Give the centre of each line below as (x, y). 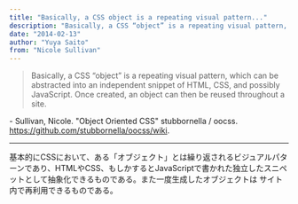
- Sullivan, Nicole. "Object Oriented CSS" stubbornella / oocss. (124, 122)
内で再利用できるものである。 (63, 191)
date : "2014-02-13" (45, 34)
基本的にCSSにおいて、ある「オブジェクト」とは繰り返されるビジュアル (141, 157)
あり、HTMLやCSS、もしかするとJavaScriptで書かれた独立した (148, 169)
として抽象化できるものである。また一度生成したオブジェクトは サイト (154, 179)
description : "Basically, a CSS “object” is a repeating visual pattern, (149, 26)
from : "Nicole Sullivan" (55, 51)
